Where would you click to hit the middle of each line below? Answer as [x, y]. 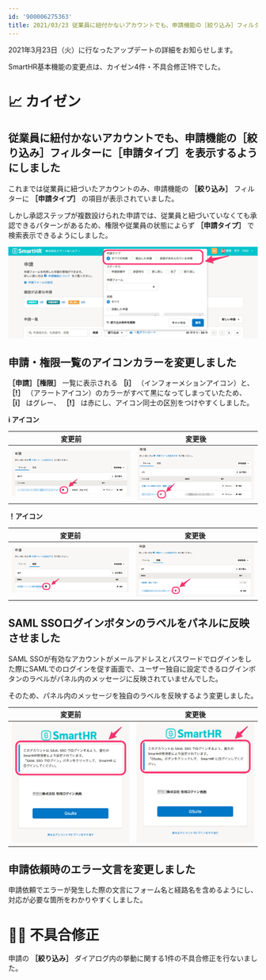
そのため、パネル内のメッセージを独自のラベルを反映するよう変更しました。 [133, 695]
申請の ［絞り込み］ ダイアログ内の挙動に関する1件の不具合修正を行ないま [129, 959]
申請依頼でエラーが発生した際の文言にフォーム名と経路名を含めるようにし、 [133, 890]
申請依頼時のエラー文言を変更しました [102, 869]
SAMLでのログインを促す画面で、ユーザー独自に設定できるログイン [139, 668]
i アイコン [24, 419]
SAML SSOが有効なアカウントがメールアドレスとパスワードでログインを [127, 659]
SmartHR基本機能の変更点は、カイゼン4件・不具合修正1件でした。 [117, 67]
